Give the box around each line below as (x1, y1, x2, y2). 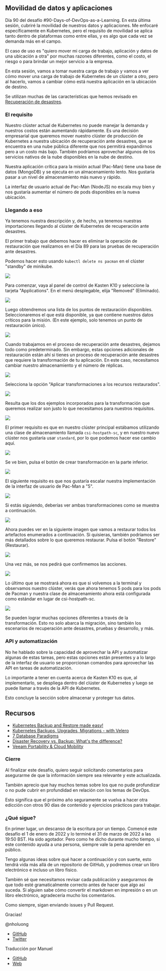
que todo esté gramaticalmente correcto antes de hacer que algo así (5, 882, 145, 888)
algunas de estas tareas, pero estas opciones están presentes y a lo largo (5, 654, 156, 660)
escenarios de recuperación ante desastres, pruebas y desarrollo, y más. (5, 625, 155, 632)
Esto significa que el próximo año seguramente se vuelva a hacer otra (5, 796, 148, 803)
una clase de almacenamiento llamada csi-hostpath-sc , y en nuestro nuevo (5, 430, 160, 436)
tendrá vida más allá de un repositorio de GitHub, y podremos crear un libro (5, 862, 160, 868)
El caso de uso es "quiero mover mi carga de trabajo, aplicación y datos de (5, 48, 159, 54)
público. (5, 847, 22, 853)
